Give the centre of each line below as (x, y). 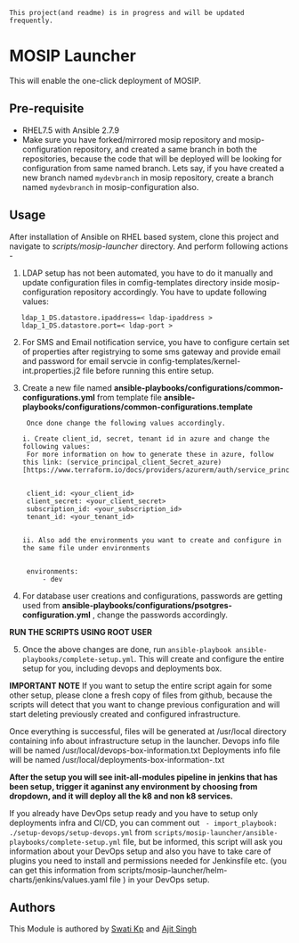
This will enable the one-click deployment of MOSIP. (105, 80)
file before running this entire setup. (148, 370)
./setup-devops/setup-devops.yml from (81, 832)
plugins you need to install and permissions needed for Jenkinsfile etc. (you (148, 860)
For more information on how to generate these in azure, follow (150, 454)
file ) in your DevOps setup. (160, 880)
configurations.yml (58, 397)
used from (41, 605)
